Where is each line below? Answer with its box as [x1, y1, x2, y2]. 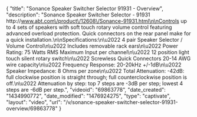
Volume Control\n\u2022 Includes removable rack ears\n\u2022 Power [6, 42, 178, 49]
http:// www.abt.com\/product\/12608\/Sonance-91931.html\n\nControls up [6, 18, 188, 24]
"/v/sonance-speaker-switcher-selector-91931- [63, 99, 178, 105]
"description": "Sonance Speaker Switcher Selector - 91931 [6, 11, 150, 18]
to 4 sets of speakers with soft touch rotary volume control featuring [6, 24, 172, 31]
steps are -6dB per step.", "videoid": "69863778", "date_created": [6, 86, 166, 93]
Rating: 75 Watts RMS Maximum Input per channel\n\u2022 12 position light [6, 49, 190, 55]
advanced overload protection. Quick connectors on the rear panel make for [6, 30, 191, 37]
